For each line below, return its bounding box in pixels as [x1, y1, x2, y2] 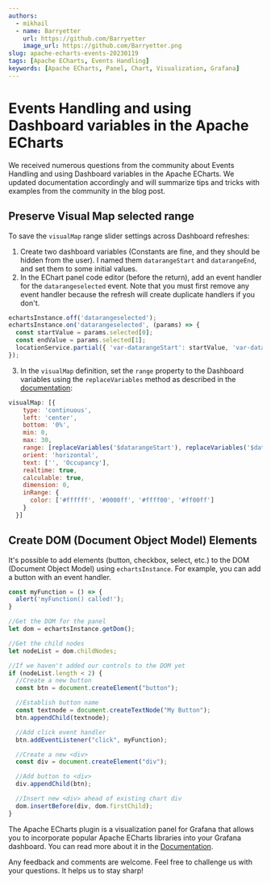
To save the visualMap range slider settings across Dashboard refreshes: [8, 231, 250, 241]
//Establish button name [15, 699, 99, 707]
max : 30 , [23, 436, 52, 444]
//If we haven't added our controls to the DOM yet [8, 662, 186, 670]
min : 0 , [23, 429, 48, 437]
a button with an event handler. [8, 572, 111, 582]
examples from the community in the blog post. [8, 186, 165, 196]
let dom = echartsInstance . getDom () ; [8, 625, 135, 633]
